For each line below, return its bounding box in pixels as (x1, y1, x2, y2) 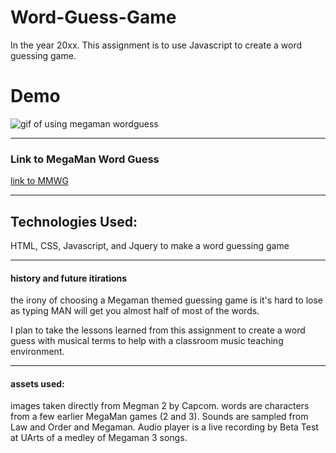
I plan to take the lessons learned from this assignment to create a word (10, 324, 306, 336)
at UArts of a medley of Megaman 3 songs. (10, 432, 188, 444)
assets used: (10, 377, 65, 390)
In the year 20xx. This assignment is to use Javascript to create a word (10, 39, 303, 51)
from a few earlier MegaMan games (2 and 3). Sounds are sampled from (10, 411, 309, 423)
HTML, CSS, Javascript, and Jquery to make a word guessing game (10, 239, 290, 251)
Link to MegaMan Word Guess (10, 152, 160, 166)
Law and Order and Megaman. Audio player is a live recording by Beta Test (10, 421, 319, 433)
